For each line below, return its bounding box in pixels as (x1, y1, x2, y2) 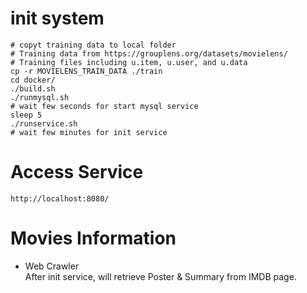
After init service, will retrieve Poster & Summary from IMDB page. (24, 270, 297, 282)
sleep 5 (10, 110, 43, 120)
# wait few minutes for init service (10, 127, 168, 137)
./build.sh (10, 83, 56, 94)
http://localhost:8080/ (10, 193, 110, 204)
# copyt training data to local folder (10, 40, 177, 50)
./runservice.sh (10, 118, 78, 129)
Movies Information (10, 227, 177, 250)
